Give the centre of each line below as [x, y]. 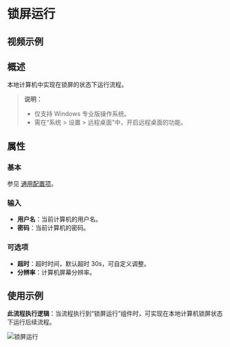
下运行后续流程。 [31, 322]
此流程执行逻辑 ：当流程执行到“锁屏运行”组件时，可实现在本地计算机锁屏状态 [115, 313]
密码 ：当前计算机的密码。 [53, 228]
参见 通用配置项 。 [32, 184]
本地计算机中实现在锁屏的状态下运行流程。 [67, 85]
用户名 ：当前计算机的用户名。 [59, 219]
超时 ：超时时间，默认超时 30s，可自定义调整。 [83, 263]
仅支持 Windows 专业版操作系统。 [82, 114]
